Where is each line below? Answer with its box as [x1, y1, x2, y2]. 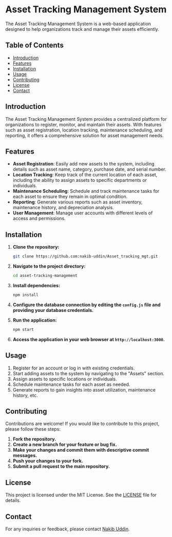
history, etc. [12, 392, 39, 398]
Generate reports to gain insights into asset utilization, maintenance [12, 386, 156, 393]
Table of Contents [5, 41, 64, 50]
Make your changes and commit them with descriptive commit [12, 447, 149, 453]
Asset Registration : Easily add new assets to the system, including [12, 161, 155, 167]
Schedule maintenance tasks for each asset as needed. [12, 381, 130, 387]
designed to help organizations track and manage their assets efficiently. [5, 26, 159, 32]
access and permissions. [12, 215, 66, 221]
